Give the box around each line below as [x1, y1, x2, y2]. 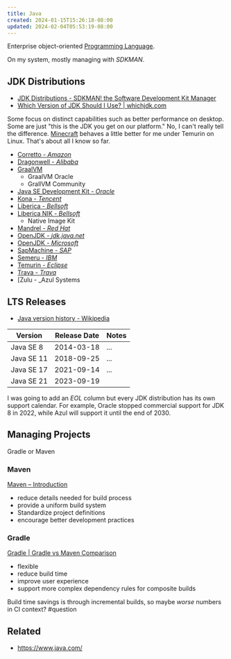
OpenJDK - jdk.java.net [17, 232, 85, 240]
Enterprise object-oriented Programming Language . [7, 42, 155, 51]
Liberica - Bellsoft [17, 202, 69, 210]
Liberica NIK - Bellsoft [17, 209, 80, 218]
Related [7, 625, 42, 637]
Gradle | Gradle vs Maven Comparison [7, 549, 117, 557]
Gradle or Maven [7, 447, 55, 455]
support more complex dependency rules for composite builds [17, 584, 196, 593]
